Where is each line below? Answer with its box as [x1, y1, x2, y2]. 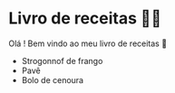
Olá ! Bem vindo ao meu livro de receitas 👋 [8, 38, 168, 49]
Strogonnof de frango [21, 55, 103, 66]
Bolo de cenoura [21, 74, 83, 85]
